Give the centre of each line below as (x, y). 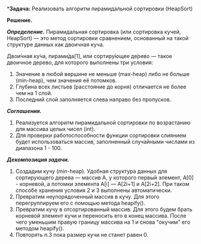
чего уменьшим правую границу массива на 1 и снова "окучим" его (103, 222)
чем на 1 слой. (34, 93)
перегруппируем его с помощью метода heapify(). (80, 203)
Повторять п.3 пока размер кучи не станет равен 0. (82, 235)
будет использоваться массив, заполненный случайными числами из (105, 142)
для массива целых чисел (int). (55, 129)
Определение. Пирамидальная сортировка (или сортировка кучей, (94, 32)
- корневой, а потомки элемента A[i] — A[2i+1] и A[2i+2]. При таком (102, 184)
